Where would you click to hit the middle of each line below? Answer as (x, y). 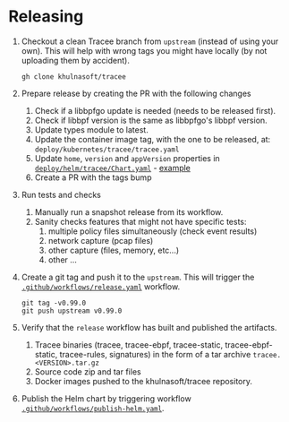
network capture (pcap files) (101, 240)
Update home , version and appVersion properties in (127, 158)
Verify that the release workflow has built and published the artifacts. (149, 327)
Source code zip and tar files (88, 371)
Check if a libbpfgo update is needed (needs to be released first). (155, 110)
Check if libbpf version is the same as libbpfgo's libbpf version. (151, 120)
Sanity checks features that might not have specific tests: (140, 221)
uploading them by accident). (76, 60)
